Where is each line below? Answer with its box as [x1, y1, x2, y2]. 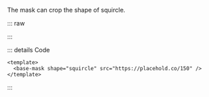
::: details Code [7, 46, 50, 54]
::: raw [7, 19, 26, 27]
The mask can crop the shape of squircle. [7, 6, 126, 14]
